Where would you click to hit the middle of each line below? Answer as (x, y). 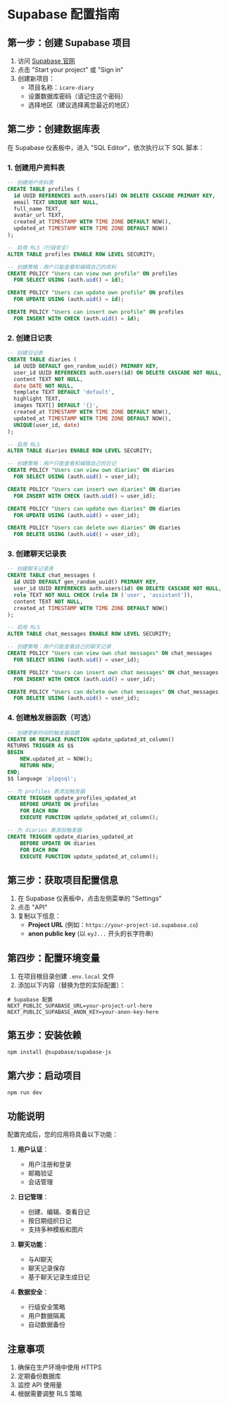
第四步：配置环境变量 (53, 958)
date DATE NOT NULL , (44, 386)
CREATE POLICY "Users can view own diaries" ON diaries (91, 470)
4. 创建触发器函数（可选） (51, 718)
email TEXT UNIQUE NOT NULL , (56, 202)
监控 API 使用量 (40, 1385)
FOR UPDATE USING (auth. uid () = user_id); (77, 515)
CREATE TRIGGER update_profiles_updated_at (72, 798)
